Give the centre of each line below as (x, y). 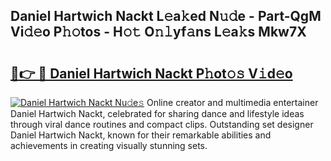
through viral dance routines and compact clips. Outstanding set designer (162, 124)
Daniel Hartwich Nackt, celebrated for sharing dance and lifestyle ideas (157, 113)
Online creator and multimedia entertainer (232, 102)
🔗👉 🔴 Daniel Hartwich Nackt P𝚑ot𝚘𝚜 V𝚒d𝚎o (151, 73)
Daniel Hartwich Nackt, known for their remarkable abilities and (141, 135)
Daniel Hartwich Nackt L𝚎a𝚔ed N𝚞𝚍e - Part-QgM (166, 16)
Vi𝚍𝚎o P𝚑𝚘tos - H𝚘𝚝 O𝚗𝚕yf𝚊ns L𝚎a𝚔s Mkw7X (158, 32)
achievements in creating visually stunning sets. (109, 145)
